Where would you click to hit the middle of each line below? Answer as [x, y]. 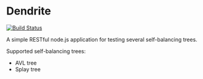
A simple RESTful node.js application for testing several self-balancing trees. [102, 39]
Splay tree [28, 69]
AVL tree [26, 63]
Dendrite [29, 11]
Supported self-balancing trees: [46, 51]
